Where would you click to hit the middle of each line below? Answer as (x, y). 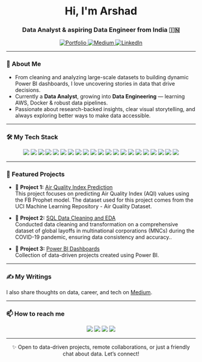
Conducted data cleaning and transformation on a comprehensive (96, 225)
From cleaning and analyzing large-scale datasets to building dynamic (102, 77)
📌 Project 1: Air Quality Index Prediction (64, 187)
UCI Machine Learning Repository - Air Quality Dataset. (83, 207)
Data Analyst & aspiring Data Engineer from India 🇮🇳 (101, 30)
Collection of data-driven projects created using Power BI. (87, 255)
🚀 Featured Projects (35, 174)
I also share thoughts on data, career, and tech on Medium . (79, 292)
